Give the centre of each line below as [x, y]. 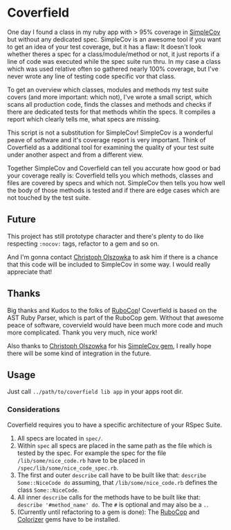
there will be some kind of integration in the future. [79, 353]
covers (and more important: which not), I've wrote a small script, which [110, 97]
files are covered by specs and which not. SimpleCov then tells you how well [116, 182]
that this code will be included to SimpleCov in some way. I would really [109, 264]
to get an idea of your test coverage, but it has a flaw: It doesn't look [104, 46]
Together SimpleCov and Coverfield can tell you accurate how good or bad [114, 168]
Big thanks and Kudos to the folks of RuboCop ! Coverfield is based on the [112, 310]
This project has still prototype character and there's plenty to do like [105, 236]
